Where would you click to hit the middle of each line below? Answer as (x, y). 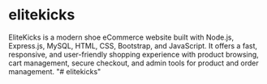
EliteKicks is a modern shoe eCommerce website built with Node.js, (121, 37)
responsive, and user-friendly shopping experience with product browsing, (134, 54)
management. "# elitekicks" (55, 71)
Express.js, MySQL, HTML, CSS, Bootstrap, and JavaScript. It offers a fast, (133, 45)
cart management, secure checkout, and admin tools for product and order (133, 63)
